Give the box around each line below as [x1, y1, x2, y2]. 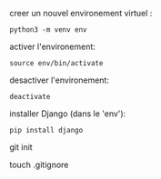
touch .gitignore [9, 159, 69, 170]
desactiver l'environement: [9, 75, 109, 85]
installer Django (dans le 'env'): [9, 108, 126, 119]
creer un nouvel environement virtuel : [9, 8, 153, 18]
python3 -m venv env [9, 25, 88, 35]
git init [9, 142, 34, 153]
